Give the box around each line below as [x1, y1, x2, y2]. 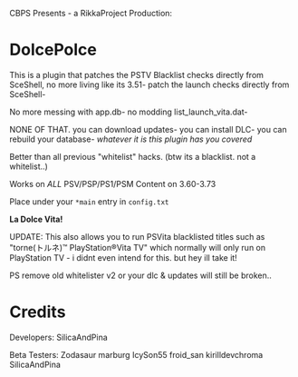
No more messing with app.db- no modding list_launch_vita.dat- [9, 106, 248, 117]
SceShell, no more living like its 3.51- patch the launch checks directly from [9, 79, 290, 90]
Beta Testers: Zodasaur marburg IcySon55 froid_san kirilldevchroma [9, 349, 264, 360]
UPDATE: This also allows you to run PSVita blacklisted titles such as [9, 231, 265, 242]
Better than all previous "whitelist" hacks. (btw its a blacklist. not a [9, 151, 256, 162]
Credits [9, 302, 66, 322]
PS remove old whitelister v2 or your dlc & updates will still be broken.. [9, 270, 272, 281]
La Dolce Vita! [9, 213, 63, 224]
